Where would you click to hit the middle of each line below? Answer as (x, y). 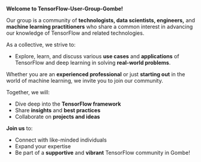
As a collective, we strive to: (41, 45)
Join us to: (19, 128)
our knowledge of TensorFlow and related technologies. (75, 33)
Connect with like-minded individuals (61, 140)
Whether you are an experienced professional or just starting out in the (96, 74)
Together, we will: (28, 92)
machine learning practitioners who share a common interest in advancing (100, 27)
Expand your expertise (43, 146)
